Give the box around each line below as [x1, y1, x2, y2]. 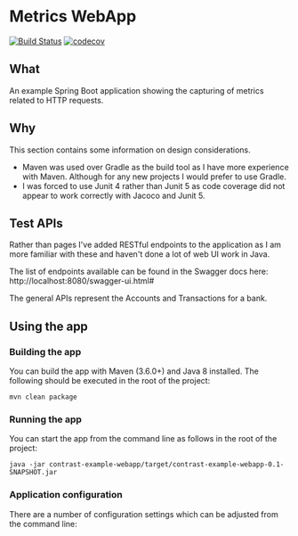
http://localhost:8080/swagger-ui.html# [9, 276, 155, 286]
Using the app [9, 318, 89, 334]
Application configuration [9, 489, 123, 501]
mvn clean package [9, 392, 77, 402]
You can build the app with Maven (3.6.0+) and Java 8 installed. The [9, 366, 260, 376]
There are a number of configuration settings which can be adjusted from [9, 508, 278, 519]
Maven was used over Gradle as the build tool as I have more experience [21, 161, 289, 172]
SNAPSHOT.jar [9, 468, 58, 477]
